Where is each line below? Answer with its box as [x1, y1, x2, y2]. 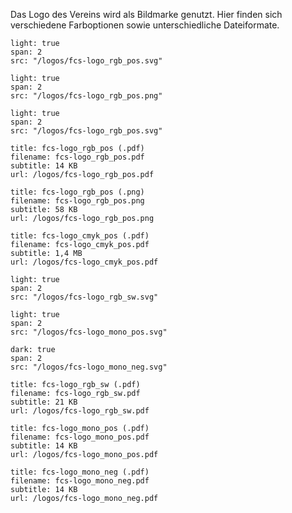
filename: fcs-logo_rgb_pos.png [10, 196, 145, 206]
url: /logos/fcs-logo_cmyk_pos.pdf [10, 257, 159, 267]
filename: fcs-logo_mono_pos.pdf [10, 432, 150, 442]
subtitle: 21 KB [10, 397, 78, 407]
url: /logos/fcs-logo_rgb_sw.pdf [10, 406, 150, 416]
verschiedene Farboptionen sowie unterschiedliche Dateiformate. [10, 19, 280, 31]
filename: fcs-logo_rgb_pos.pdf [10, 152, 145, 162]
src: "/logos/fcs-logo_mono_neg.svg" [10, 362, 168, 372]
